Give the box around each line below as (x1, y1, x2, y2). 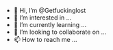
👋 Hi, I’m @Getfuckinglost (13, 7, 86, 14)
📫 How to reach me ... (13, 36, 77, 43)
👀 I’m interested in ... (13, 14, 72, 22)
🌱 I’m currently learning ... (13, 21, 87, 28)
